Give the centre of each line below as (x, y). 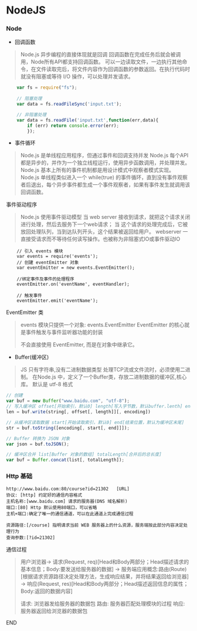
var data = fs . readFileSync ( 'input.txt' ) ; (69, 104)
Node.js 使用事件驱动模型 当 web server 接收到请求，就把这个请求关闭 (105, 217)
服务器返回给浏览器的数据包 (54, 610)
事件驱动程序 (21, 205)
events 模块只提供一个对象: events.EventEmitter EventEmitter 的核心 (102, 325)
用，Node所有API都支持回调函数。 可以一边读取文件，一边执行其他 (101, 62)
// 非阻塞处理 (32, 114)
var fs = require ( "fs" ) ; (47, 88)
